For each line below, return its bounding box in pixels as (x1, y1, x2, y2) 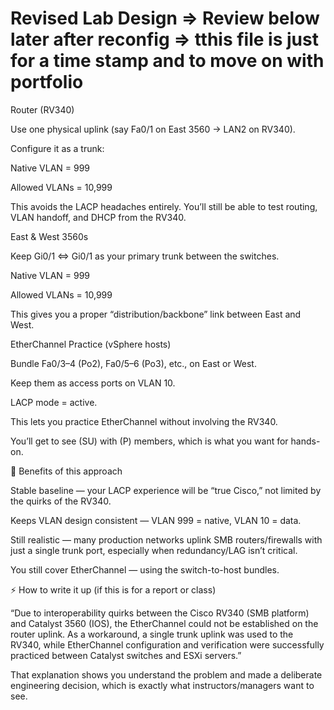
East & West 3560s (10, 230, 89, 242)
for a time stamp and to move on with (10, 50, 325, 72)
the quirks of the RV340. (10, 495, 112, 507)
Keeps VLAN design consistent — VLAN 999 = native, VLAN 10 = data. (10, 514, 302, 526)
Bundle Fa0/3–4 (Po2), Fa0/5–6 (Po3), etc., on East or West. (10, 357, 257, 369)
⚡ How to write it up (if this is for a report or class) (10, 583, 217, 596)
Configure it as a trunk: (10, 142, 105, 154)
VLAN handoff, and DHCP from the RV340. (10, 211, 187, 223)
